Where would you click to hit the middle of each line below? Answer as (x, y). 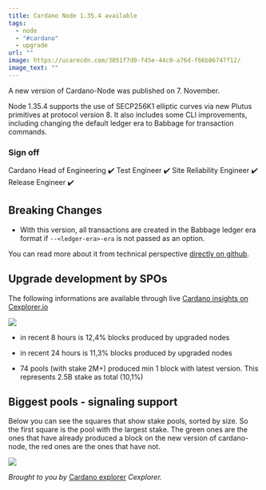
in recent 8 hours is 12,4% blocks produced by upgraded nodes (125, 337)
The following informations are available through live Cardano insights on (129, 298)
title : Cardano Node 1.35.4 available (73, 16)
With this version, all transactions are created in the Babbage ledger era (138, 230)
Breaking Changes (55, 210)
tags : (17, 23)
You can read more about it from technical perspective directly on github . (129, 254)
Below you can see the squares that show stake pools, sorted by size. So (129, 421)
